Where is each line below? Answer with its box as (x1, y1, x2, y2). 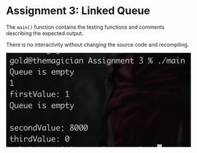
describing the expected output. (6, 29, 84, 36)
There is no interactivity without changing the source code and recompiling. (6, 41, 189, 48)
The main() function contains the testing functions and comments (6, 23, 165, 30)
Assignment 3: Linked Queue (6, 4, 151, 18)
